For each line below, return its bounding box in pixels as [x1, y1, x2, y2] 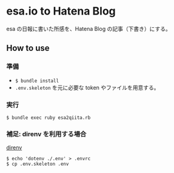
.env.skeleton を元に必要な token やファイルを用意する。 [15, 84, 159, 91]
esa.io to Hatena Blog [6, 4, 116, 18]
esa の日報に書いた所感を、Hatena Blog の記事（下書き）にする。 [6, 25, 171, 32]
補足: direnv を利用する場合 [6, 129, 87, 138]
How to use [6, 43, 50, 53]
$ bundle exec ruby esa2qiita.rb [6, 114, 91, 121]
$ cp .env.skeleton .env [6, 161, 69, 168]
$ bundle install [15, 78, 59, 84]
